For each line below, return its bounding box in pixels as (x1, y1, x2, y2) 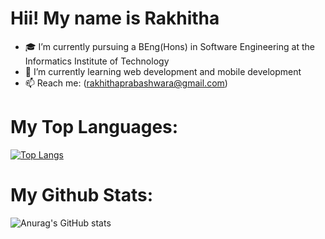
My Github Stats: (10, 184, 153, 207)
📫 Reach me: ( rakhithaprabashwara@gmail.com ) (24, 77, 228, 89)
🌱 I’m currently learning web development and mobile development (24, 65, 302, 77)
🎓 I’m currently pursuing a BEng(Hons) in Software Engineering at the (24, 40, 315, 52)
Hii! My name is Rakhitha (10, 7, 220, 30)
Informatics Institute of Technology (24, 55, 170, 67)
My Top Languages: (10, 116, 179, 139)
